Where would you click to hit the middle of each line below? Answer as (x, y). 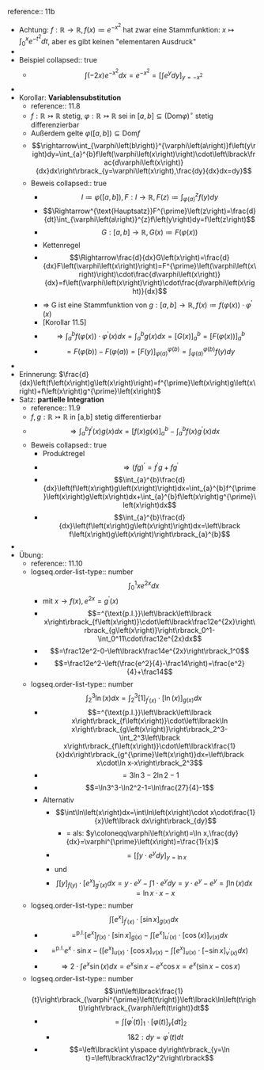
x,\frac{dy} (221, 833)
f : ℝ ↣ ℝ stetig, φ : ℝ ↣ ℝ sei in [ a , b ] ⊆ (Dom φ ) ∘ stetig (122, 115)
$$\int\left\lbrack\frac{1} (143, 991)
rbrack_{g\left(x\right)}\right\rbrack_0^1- (150, 630)
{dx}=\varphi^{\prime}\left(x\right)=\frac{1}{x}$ (142, 841)
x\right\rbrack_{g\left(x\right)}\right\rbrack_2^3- (150, 729)
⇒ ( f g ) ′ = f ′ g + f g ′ (151, 466)
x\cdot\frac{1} (233, 812)
